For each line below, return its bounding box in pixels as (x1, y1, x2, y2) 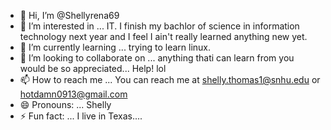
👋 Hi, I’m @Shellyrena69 (19, 10, 120, 21)
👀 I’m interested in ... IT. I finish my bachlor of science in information (19, 20, 300, 32)
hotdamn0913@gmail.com (19, 88, 128, 100)
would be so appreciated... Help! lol (19, 63, 167, 74)
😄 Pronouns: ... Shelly (19, 99, 112, 110)
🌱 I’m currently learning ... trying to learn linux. (19, 41, 212, 53)
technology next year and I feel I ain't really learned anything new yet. (19, 31, 308, 42)
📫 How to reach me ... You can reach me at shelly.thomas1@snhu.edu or (19, 74, 321, 85)
